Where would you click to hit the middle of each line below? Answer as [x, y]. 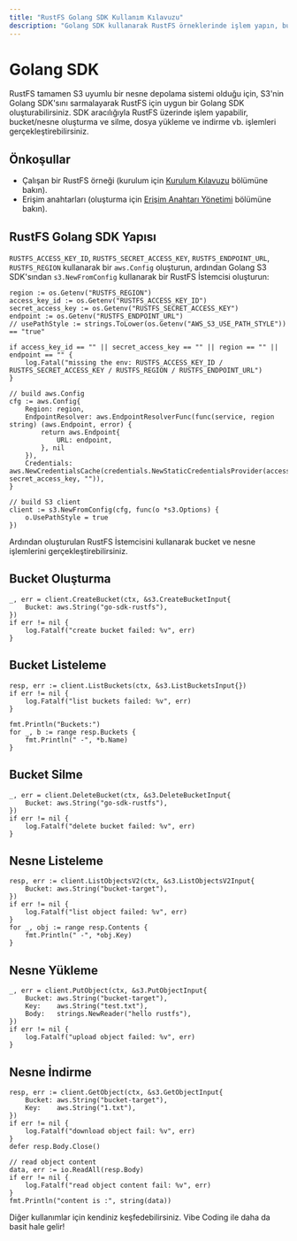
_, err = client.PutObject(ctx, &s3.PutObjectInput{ [108, 991]
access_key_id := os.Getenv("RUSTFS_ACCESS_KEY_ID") [108, 301]
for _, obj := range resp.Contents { [79, 928]
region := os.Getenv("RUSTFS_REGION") [80, 293]
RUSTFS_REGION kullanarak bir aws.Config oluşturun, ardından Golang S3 [138, 267]
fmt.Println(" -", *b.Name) [76, 740]
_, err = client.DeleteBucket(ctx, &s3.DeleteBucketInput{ [120, 795]
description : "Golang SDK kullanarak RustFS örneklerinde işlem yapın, [144, 26]
